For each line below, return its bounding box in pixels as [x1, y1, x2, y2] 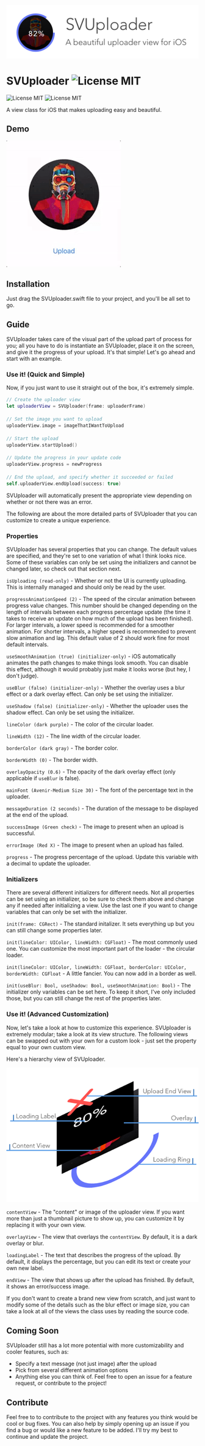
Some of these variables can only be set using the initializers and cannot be [6, 559, 197, 566]
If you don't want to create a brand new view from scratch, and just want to [6, 1295, 196, 1302]
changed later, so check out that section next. [6, 565, 121, 572]
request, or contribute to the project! [15, 1379, 107, 1387]
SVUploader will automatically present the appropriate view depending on [6, 492, 192, 499]
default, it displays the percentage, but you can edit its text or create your [6, 1258, 191, 1266]
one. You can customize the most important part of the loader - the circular [6, 945, 195, 953]
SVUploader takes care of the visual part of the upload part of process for [6, 336, 192, 343]
